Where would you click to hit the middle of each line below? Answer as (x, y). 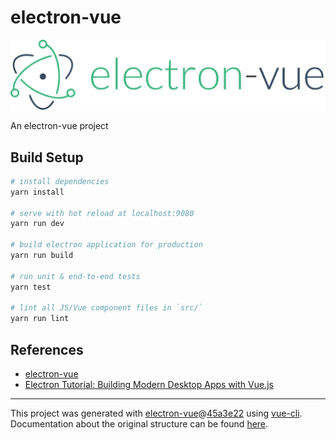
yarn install (37, 192)
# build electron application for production (106, 245)
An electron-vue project (59, 126)
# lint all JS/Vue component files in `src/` (106, 308)
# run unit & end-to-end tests (75, 276)
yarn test (31, 287)
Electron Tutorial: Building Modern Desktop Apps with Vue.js (149, 385)
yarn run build (42, 256)
